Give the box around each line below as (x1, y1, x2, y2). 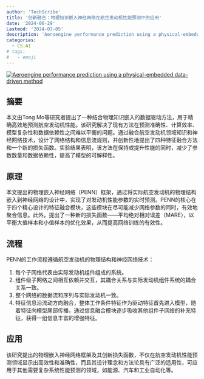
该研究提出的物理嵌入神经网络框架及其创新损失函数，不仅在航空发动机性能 (6, 351, 192, 358)
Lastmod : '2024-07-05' (6, 26, 64, 32)
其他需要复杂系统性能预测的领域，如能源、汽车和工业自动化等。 (16, 366, 177, 374)
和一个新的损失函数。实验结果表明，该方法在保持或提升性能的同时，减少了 (6, 144, 192, 151)
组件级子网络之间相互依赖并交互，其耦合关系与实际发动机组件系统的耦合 (15, 276, 196, 283)
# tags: (6, 49, 26, 55)
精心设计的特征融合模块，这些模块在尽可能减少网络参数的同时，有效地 (22, 204, 198, 211)
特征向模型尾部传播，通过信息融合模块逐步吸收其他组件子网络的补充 (20, 307, 191, 314)
